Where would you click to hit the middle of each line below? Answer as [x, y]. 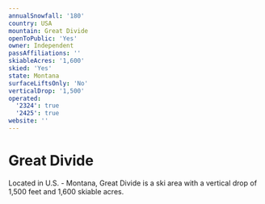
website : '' [28, 121]
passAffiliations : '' [45, 53]
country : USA [30, 23]
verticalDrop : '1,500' [46, 91]
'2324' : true [38, 106]
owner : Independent [41, 46]
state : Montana [34, 76]
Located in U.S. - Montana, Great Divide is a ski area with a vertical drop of [132, 183]
